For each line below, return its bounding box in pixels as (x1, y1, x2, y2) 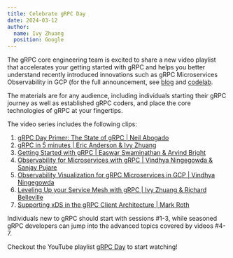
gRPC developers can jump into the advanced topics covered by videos (7, 222, 213, 230)
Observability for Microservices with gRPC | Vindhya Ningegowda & (17, 156, 213, 165)
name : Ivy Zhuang (13, 29, 64, 37)
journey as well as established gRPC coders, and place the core (7, 99, 191, 107)
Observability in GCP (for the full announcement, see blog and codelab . (7, 78, 213, 86)
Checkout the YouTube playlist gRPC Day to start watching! (7, 243, 178, 251)
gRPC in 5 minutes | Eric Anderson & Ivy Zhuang (17, 141, 157, 149)
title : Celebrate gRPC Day (7, 10, 86, 18)
